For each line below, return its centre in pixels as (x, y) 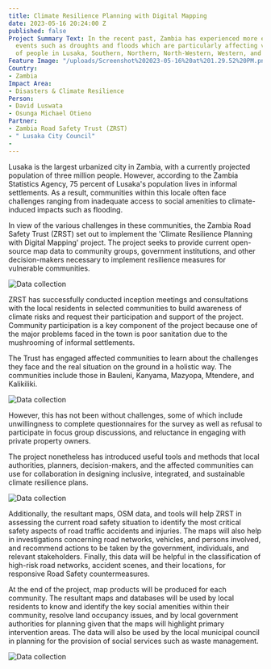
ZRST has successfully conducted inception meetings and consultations (128, 299)
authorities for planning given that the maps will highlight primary (116, 624)
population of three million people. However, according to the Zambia (123, 175)
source (20, 250)
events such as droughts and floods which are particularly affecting (137, 46)
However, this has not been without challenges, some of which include (126, 415)
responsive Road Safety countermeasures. (79, 574)
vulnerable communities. (49, 268)
